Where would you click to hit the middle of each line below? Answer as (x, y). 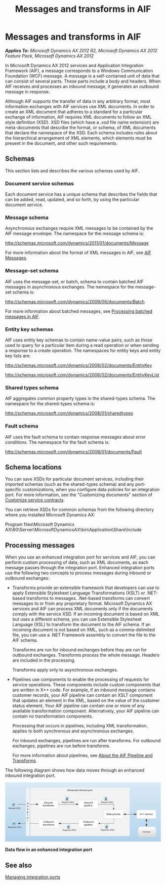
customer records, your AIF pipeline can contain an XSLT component (83, 695)
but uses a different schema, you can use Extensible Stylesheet (77, 619)
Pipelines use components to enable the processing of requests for (81, 679)
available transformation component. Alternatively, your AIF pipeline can (86, 711)
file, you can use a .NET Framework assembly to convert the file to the (84, 635)
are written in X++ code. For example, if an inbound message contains (84, 690)
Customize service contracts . (35, 500)
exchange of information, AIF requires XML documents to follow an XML (79, 117)
